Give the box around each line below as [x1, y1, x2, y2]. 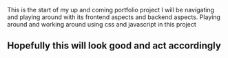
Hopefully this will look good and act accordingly [7, 40, 222, 52]
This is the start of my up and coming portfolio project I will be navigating [7, 6, 215, 14]
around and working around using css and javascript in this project [7, 20, 196, 28]
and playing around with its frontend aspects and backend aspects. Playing [7, 13, 220, 21]
